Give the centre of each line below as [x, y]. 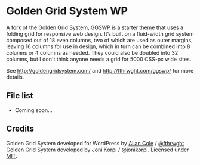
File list [20, 96]
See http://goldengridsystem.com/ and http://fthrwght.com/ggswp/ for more [100, 70]
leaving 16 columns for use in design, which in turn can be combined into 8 [98, 46]
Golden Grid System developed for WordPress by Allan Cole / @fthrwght [95, 143]
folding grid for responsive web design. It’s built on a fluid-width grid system [100, 33]
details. [15, 77]
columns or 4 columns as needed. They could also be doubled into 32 [92, 52]
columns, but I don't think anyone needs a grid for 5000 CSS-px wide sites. [99, 59]
